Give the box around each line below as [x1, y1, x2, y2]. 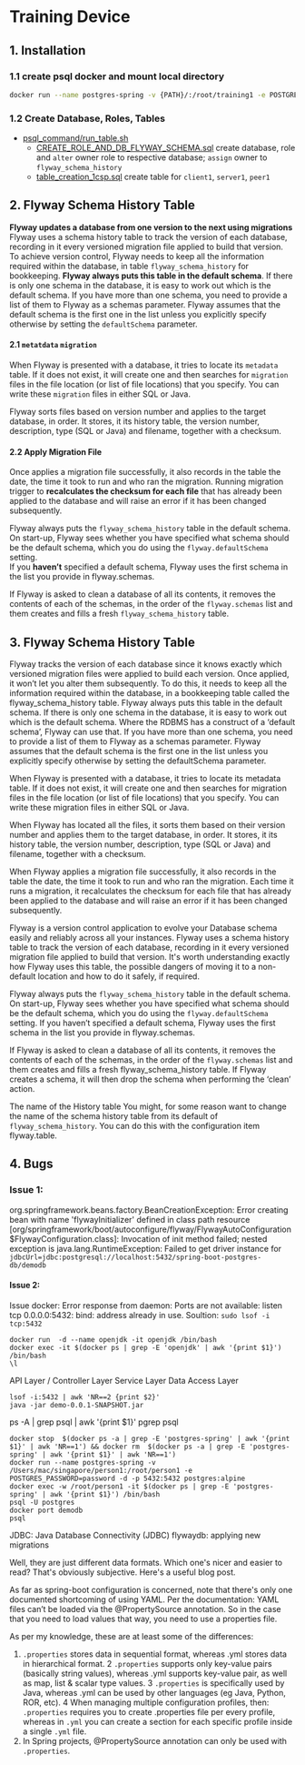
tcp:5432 [9, 1319, 43, 1328]
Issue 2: [9, 1280, 41, 1291]
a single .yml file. [22, 1726, 87, 1737]
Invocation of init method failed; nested [121, 1233, 268, 1244]
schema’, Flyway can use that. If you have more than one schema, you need [9, 726, 293, 738]
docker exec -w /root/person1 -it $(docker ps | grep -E [9, 1481, 230, 1491]
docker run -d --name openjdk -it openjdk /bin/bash [9, 1335, 218, 1344]
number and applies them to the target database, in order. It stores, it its [9, 830, 279, 841]
